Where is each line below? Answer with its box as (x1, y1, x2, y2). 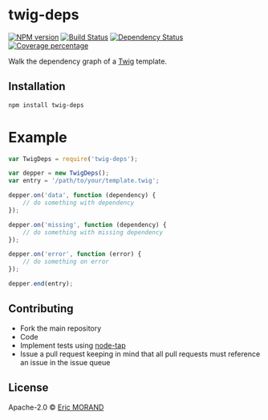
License (8, 381, 49, 395)
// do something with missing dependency (22, 228, 163, 237)
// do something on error (22, 257, 110, 266)
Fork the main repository (19, 323, 102, 333)
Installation (8, 80, 66, 93)
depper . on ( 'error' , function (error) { (8, 250, 142, 258)
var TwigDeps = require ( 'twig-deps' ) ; (8, 154, 138, 163)
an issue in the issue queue (19, 357, 111, 367)
